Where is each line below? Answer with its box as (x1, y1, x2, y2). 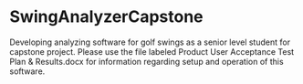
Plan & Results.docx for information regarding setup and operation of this (9, 56, 285, 67)
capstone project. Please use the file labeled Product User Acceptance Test (9, 46, 295, 57)
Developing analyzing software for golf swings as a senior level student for (9, 37, 290, 47)
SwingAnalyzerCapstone (9, 6, 204, 27)
